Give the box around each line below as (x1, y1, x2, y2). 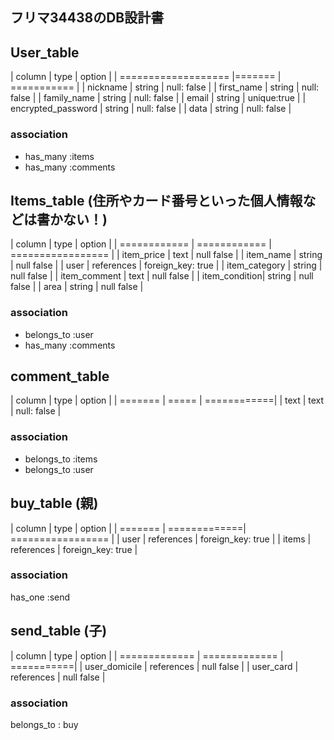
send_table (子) (10, 623, 108, 640)
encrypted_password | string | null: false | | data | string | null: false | (10, 103, 292, 115)
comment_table (10, 368, 110, 385)
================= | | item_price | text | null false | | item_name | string (10, 249, 323, 261)
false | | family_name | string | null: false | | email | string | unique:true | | (10, 92, 307, 104)
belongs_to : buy (10, 718, 79, 730)
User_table (10, 44, 80, 61)
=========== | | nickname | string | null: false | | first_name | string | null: (10, 81, 320, 93)
